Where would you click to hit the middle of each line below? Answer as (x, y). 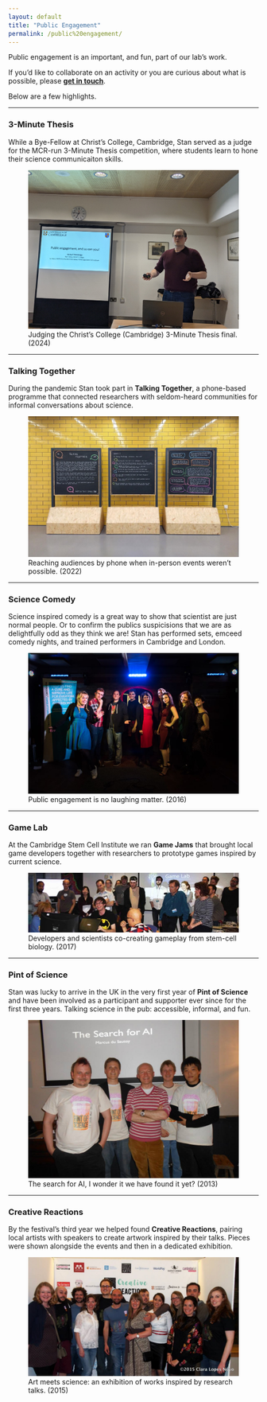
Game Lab (28, 828)
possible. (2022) (55, 571)
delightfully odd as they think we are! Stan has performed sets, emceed (125, 633)
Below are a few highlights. (52, 96)
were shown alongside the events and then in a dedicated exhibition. (120, 1246)
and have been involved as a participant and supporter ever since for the (127, 1001)
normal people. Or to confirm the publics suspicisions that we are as (120, 625)
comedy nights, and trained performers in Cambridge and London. (117, 641)
